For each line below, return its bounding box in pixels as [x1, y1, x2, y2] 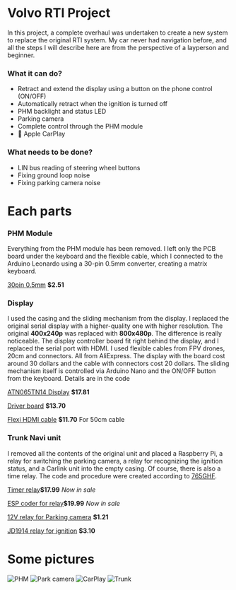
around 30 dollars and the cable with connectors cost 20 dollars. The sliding [7, 359, 230, 368]
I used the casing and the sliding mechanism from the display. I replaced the [7, 314, 230, 323]
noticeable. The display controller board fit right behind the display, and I [7, 337, 219, 346]
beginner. [7, 51, 35, 59]
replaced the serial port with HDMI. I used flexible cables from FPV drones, [7, 344, 225, 353]
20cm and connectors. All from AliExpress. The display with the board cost [7, 352, 225, 360]
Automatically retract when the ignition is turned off [17, 100, 168, 108]
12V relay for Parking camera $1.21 [7, 512, 109, 521]
